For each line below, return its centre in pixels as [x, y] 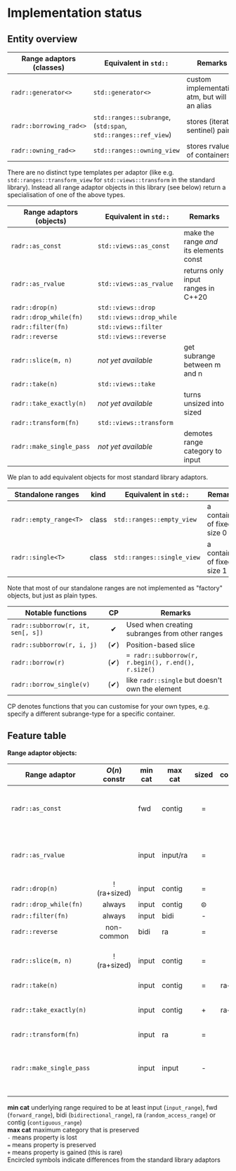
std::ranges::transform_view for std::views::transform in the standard [111, 180]
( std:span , [110, 126]
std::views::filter [130, 327]
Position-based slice [160, 645]
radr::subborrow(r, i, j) [54, 645]
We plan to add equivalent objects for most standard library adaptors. [108, 477]
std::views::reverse [132, 337]
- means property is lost [42, 1137]
